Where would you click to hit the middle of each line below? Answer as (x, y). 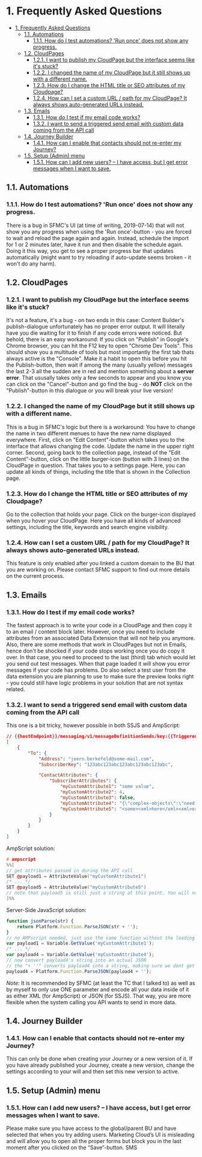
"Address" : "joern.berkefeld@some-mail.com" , (96, 759)
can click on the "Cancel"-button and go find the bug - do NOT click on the (99, 384)
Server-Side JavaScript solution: (46, 910)
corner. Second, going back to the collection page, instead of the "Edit (93, 452)
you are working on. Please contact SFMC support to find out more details (98, 569)
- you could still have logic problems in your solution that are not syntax (95, 683)
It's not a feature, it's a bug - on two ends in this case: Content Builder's (95, 320)
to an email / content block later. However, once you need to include (90, 631)
